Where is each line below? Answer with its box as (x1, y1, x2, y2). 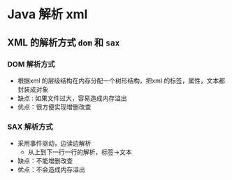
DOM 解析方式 (7, 59, 55, 69)
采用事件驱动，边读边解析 (17, 139, 92, 148)
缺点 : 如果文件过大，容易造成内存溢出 (17, 94, 127, 102)
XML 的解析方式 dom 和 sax (7, 36, 120, 48)
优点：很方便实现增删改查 (17, 102, 92, 111)
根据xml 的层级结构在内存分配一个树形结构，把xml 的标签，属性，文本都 (17, 76, 226, 85)
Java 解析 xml (7, 6, 88, 22)
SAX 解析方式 (7, 122, 54, 132)
